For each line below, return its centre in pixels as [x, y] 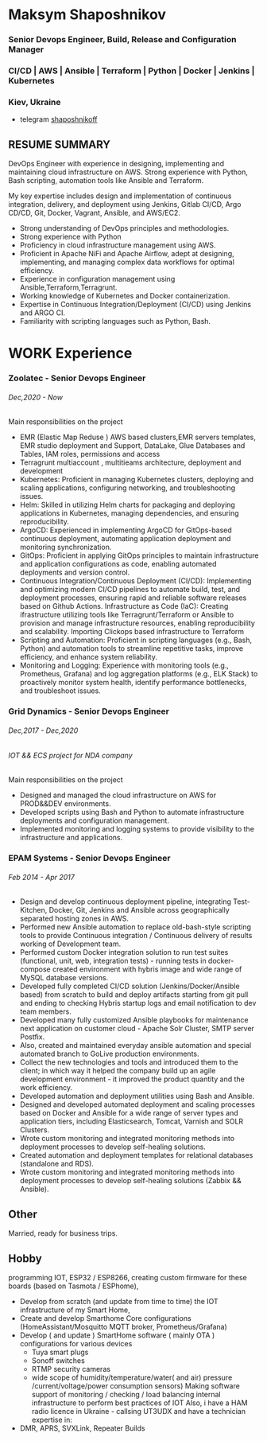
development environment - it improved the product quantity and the [132, 1079]
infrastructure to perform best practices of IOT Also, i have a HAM [139, 1403]
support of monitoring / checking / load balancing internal [126, 1394]
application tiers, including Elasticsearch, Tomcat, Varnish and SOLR [132, 1122]
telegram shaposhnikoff [58, 119]
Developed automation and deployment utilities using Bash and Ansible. [137, 1096]
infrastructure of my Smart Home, [75, 1310]
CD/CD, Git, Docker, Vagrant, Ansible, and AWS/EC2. [94, 213]
